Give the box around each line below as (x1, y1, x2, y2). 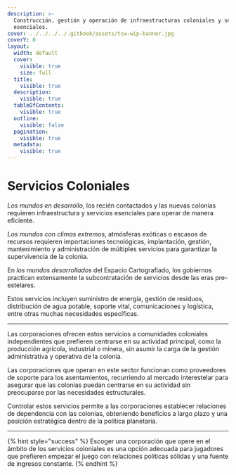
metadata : (13, 141, 42, 148)
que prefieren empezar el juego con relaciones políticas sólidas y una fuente (7, 452, 229, 460)
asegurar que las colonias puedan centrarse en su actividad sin (7, 381, 191, 389)
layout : (7, 43, 30, 50)
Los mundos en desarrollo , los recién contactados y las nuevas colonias (7, 201, 216, 210)
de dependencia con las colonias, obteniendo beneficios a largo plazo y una (7, 409, 228, 417)
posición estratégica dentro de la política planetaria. (7, 417, 158, 425)
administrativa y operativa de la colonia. (7, 352, 123, 360)
